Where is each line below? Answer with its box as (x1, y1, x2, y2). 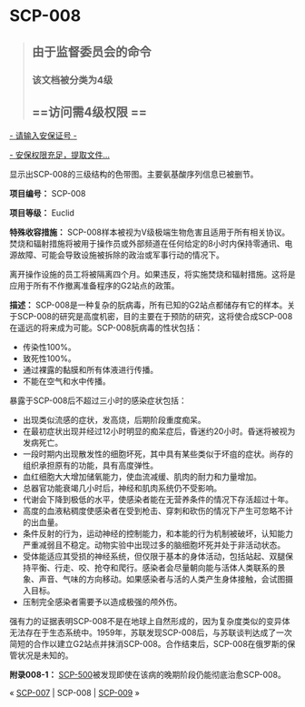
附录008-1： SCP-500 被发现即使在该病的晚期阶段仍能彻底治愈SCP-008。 (9, 670, 286, 681)
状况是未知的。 (16, 650, 74, 661)
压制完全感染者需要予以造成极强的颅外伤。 (22, 597, 182, 608)
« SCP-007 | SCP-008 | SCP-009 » (9, 688, 141, 699)
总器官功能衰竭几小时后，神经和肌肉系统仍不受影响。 (22, 483, 222, 494)
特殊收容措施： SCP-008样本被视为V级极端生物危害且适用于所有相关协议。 (9, 227, 290, 237)
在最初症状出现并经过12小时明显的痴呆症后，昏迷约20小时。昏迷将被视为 (22, 426, 296, 437)
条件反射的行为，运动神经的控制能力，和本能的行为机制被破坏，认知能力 (22, 529, 293, 540)
